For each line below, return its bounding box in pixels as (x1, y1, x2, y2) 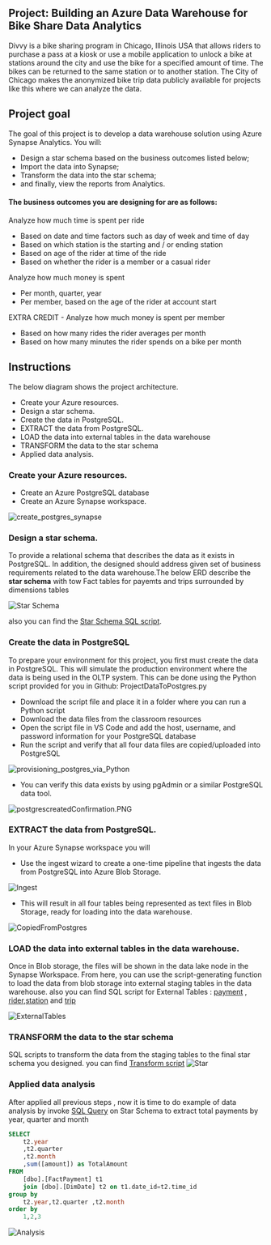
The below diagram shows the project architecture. (8, 382, 179, 391)
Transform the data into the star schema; (19, 170, 157, 180)
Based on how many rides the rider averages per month (19, 328, 206, 338)
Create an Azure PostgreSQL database (19, 488, 150, 497)
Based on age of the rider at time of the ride (19, 248, 167, 258)
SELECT (8, 1130, 31, 1138)
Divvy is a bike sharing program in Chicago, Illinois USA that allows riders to (8, 41, 261, 50)
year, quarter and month (8, 1114, 89, 1124)
